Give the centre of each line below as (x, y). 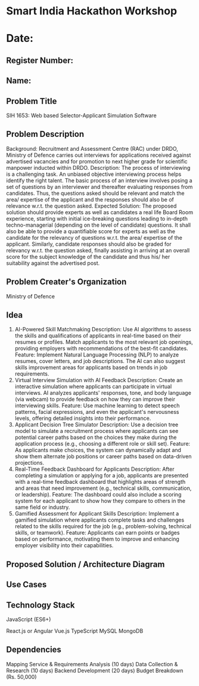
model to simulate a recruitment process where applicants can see (97, 431)
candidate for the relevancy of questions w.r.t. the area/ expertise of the (94, 237)
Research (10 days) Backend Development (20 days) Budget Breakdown (95, 670)
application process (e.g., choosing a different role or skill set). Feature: (102, 444)
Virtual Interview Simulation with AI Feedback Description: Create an (99, 380)
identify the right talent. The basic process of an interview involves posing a (99, 180)
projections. (29, 463)
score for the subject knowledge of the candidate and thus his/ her (88, 257)
